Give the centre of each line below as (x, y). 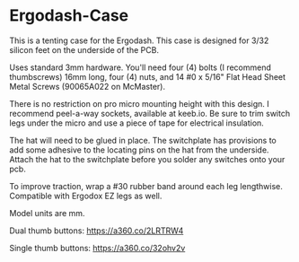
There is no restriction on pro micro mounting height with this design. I (139, 103)
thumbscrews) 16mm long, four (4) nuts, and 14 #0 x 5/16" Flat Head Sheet (147, 76)
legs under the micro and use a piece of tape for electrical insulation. (137, 123)
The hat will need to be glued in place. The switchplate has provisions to (143, 140)
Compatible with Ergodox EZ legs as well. (86, 196)
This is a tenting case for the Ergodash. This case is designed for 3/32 (139, 40)
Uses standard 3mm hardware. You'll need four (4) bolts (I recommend (141, 67)
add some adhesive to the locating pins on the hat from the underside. (139, 150)
